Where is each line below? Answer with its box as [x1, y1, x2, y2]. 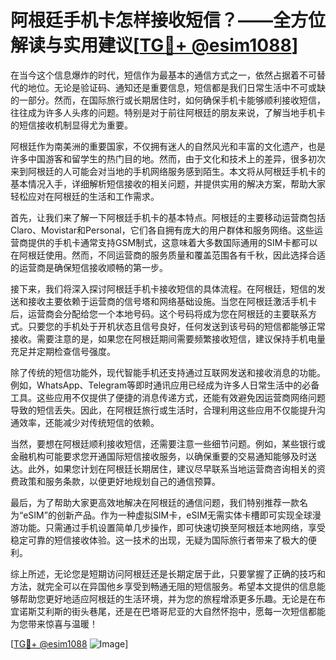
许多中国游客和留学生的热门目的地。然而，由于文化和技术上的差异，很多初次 [10, 152, 326, 165]
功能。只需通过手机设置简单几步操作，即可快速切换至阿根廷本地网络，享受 [18, 521, 326, 533]
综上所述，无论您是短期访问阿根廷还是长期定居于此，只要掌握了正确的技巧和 [10, 567, 326, 580]
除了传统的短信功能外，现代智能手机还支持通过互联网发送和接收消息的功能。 [10, 366, 326, 378]
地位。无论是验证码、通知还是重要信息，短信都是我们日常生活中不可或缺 [27, 81, 326, 93]
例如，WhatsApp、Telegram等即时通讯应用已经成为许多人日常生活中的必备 [10, 379, 320, 391]
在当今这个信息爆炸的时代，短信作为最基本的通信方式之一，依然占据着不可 [10, 69, 317, 81]
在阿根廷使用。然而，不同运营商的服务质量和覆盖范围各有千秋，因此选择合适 [10, 249, 326, 261]
